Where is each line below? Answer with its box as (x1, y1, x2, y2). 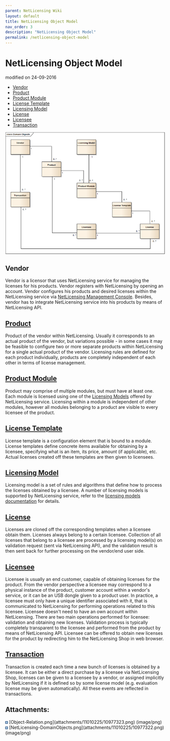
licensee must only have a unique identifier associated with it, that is (5, 598, 148, 604)
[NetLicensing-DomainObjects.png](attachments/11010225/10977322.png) (9, 724, 164, 730)
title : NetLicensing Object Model (5, 19, 78, 24)
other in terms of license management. (5, 360, 86, 366)
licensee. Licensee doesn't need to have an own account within (5, 608, 138, 615)
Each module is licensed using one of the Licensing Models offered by (5, 393, 152, 399)
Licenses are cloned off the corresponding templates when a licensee (5, 526, 151, 533)
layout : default (5, 13, 39, 19)
